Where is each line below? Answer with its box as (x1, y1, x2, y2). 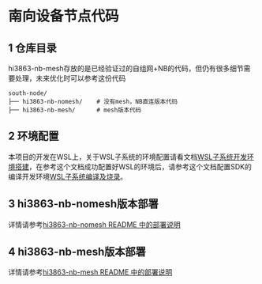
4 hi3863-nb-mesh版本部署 (8, 245, 146, 259)
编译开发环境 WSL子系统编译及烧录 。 (8, 172, 128, 181)
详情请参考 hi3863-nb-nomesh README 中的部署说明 (8, 219, 181, 229)
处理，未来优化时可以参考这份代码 (14, 74, 126, 83)
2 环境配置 (8, 130, 59, 143)
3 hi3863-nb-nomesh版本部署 (8, 197, 159, 210)
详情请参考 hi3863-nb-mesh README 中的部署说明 (8, 267, 173, 277)
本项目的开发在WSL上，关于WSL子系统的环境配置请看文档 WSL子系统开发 (8, 152, 248, 161)
